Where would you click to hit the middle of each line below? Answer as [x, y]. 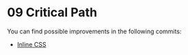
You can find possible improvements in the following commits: [94, 31]
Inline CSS [31, 44]
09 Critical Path [52, 13]
